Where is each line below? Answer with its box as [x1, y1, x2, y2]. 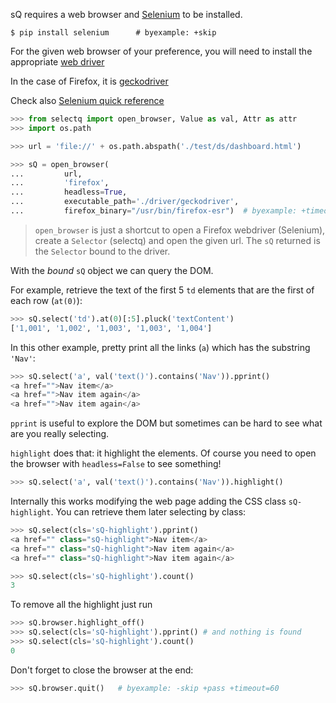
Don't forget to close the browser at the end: [10, 664, 194, 676]
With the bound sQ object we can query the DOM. [10, 264, 214, 276]
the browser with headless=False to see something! [10, 458, 222, 470]
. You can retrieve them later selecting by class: [50, 506, 247, 518]
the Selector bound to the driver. [34, 245, 171, 257]
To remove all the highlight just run [10, 599, 153, 611]
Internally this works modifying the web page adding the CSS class [10, 495, 287, 507]
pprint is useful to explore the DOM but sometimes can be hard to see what [10, 417, 323, 429]
